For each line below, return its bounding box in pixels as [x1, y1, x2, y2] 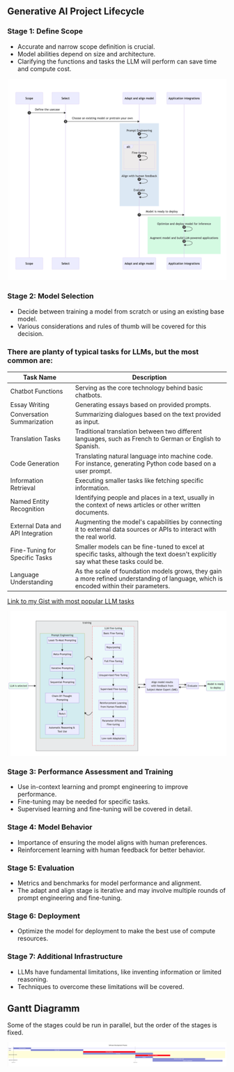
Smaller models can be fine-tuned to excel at [75, 542, 205, 551]
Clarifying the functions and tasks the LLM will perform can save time [17, 57, 217, 66]
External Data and [10, 521, 61, 530]
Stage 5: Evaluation [7, 863, 75, 873]
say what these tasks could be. [75, 557, 164, 565]
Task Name [23, 373, 57, 382]
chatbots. [75, 390, 102, 399]
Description [132, 373, 167, 382]
